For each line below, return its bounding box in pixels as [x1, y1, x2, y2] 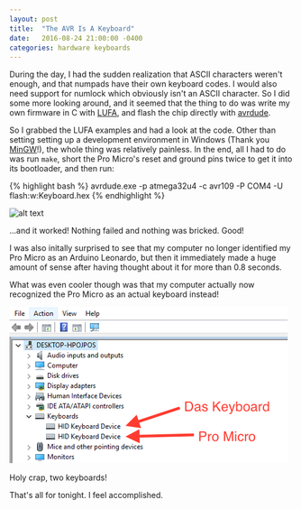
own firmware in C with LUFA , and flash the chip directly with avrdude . [9, 107, 271, 118]
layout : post [9, 14, 59, 23]
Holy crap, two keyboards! [9, 472, 108, 483]
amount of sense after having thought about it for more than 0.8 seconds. [9, 262, 282, 273]
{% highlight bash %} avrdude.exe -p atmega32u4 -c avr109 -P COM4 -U [9, 180, 284, 191]
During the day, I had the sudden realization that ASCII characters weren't [9, 69, 283, 80]
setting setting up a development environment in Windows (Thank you [9, 134, 270, 145]
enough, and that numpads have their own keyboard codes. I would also [9, 79, 278, 89]
